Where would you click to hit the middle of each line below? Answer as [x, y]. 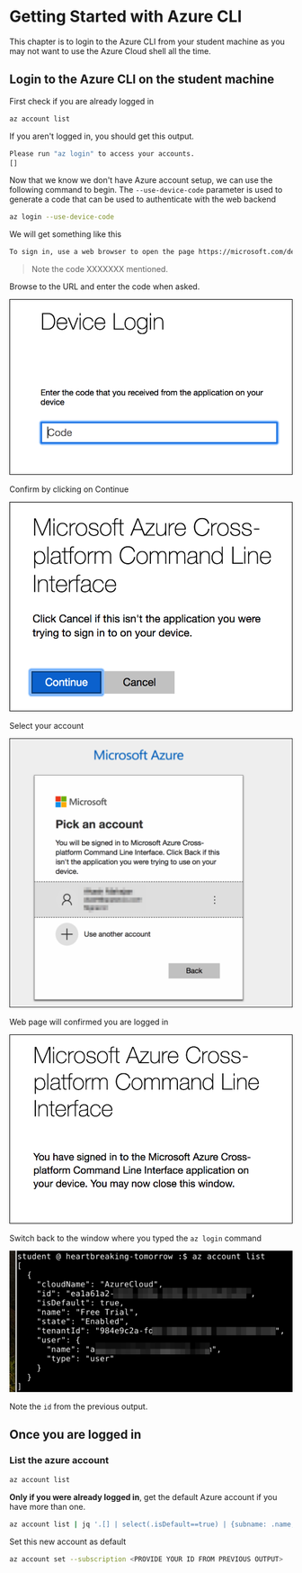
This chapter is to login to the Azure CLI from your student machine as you [147, 41]
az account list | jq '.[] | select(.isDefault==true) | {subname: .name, [152, 1524]
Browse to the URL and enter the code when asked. [105, 286]
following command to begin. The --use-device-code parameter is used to [146, 190]
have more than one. [48, 1507]
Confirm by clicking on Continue [69, 489]
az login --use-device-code [62, 217]
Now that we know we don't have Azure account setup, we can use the [141, 180]
